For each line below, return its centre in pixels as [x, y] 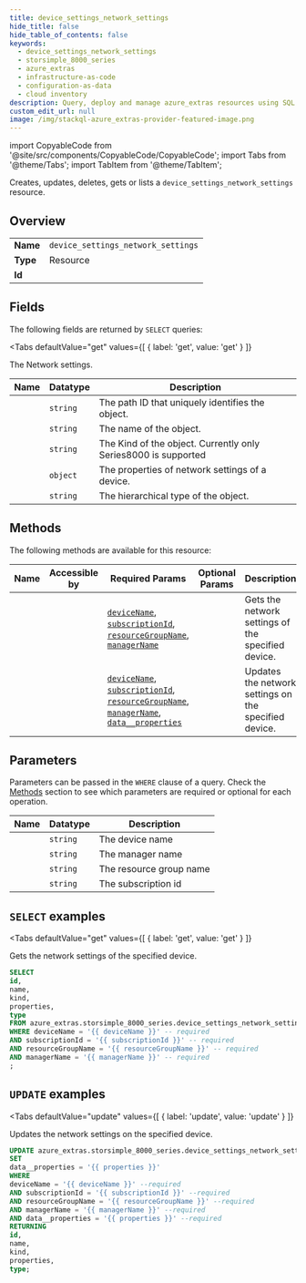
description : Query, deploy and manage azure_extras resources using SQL [153, 103]
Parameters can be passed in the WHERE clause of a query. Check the [138, 782]
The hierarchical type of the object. [174, 496]
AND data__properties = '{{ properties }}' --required [116, 1218]
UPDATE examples [58, 1094]
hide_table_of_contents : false [69, 35]
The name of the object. [150, 428]
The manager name [141, 855]
